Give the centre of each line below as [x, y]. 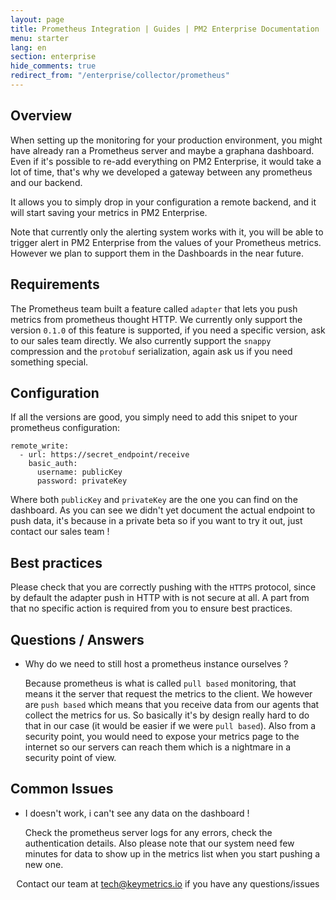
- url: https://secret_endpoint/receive [104, 455]
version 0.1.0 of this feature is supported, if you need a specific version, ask [168, 330]
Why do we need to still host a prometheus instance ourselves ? [156, 663]
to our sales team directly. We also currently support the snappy [141, 340]
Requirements [55, 284]
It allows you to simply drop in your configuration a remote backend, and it [163, 202]
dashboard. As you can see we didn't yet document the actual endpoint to [163, 510]
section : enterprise [53, 57]
